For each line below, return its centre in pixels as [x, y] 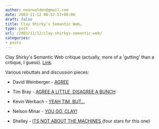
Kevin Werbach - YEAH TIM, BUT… [49, 101]
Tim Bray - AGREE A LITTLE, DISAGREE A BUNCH [64, 92]
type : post [17, 29]
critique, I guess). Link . [29, 62]
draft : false [19, 19]
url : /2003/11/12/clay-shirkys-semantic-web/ [54, 33]
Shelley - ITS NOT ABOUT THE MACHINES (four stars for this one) [81, 121]
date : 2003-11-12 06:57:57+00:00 [40, 15]
